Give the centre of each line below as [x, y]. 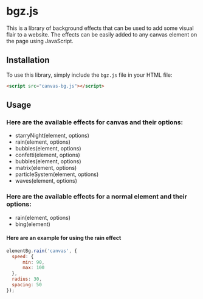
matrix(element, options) [46, 168]
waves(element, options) [46, 181]
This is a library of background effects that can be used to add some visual [100, 28]
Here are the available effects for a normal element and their [97, 197]
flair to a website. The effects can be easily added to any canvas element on [102, 34]
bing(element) [33, 224]
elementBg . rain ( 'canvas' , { [42, 251]
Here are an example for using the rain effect [64, 238]
